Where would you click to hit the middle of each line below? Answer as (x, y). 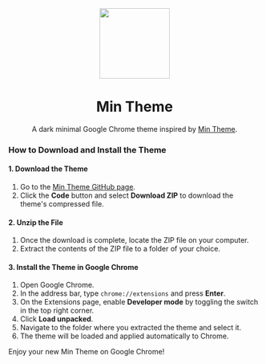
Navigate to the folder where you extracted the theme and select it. (131, 328)
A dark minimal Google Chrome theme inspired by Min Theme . (135, 129)
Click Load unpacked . (56, 319)
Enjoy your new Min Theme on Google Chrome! (87, 352)
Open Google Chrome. (57, 285)
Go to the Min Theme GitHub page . (78, 187)
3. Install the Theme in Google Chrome (73, 267)
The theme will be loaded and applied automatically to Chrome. (124, 336)
